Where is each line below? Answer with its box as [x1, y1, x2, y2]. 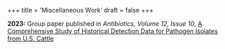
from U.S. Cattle [7, 34, 54, 43]
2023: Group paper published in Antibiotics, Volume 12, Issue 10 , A [7, 20, 203, 27]
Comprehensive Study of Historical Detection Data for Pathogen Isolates [7, 27, 218, 35]
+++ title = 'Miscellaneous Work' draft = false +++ [7, 6, 154, 14]
